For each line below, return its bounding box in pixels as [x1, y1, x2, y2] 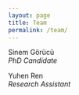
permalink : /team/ [8, 26, 68, 34]
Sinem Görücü [8, 48, 55, 57]
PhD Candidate [8, 56, 58, 65]
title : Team [8, 19, 47, 27]
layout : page [8, 11, 51, 20]
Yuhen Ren [8, 71, 44, 81]
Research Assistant [8, 79, 71, 89]
